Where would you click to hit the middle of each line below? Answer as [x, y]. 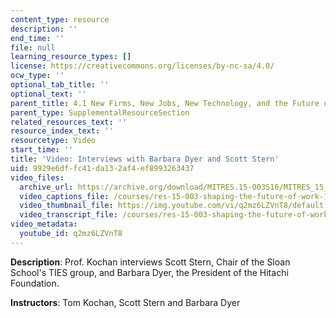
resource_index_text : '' [62, 131]
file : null [33, 47]
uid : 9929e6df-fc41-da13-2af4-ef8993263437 [102, 168]
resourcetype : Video [53, 141]
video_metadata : [44, 224]
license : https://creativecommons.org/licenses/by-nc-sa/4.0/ [142, 66]
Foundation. [35, 283]
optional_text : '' [48, 94]
